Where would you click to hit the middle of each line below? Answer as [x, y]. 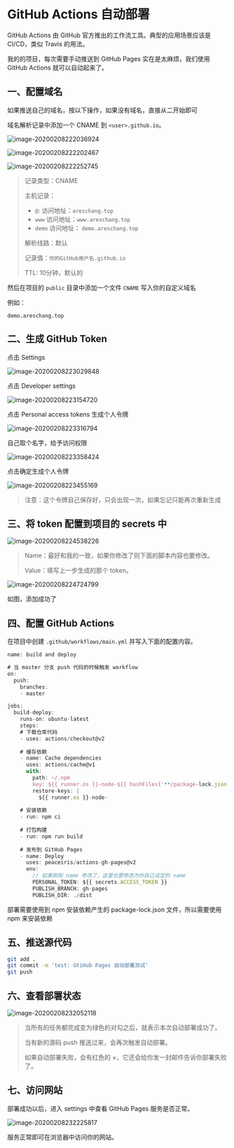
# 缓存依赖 [34, 752]
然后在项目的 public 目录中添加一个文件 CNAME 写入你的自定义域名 [102, 288]
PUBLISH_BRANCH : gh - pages [70, 889]
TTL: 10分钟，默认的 [54, 272]
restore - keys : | [56, 791]
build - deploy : [34, 713]
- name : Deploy [42, 856]
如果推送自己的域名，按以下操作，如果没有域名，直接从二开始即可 [102, 110]
